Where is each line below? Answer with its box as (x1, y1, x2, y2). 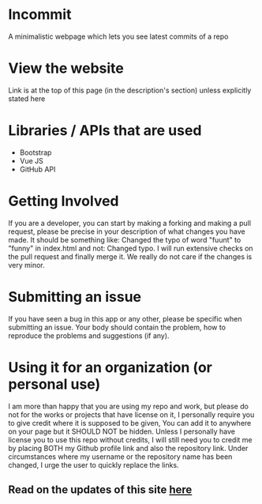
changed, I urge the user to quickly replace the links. (8, 460, 179, 469)
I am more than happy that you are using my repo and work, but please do (8, 401, 249, 411)
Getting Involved (8, 192, 119, 210)
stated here (8, 93, 46, 103)
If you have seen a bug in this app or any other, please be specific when (8, 314, 242, 323)
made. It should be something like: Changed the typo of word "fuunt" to (8, 235, 241, 244)
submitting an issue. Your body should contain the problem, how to (8, 322, 226, 332)
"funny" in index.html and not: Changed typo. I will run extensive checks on (8, 243, 254, 253)
